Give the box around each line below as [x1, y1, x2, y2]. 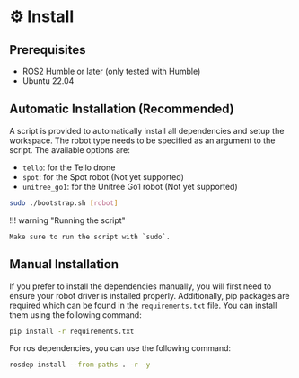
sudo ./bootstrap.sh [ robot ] [9, 198, 119, 208]
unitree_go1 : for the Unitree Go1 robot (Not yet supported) [22, 181, 238, 192]
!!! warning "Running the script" [9, 214, 126, 226]
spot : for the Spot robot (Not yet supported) [22, 171, 184, 182]
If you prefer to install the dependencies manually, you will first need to [9, 281, 272, 292]
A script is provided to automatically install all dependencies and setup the [9, 125, 285, 136]
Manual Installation [9, 256, 119, 272]
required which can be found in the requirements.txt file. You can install [9, 300, 277, 310]
